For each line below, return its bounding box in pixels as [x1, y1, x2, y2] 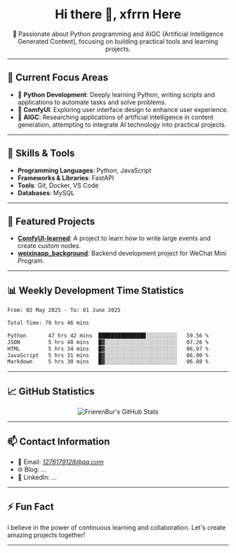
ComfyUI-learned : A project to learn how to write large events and [17, 234, 211, 242]
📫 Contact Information [7, 435, 110, 447]
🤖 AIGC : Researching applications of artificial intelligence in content [17, 113, 214, 121]
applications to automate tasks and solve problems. [17, 98, 167, 106]
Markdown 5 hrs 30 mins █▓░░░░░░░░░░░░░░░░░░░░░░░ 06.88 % [7, 359, 209, 366]
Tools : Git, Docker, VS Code [17, 181, 99, 189]
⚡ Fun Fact [7, 501, 54, 513]
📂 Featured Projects [7, 215, 96, 228]
